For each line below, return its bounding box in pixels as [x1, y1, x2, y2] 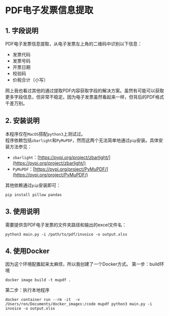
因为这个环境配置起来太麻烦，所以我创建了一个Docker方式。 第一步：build [5, 261, 160, 267]
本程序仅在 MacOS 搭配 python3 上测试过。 [5, 131, 86, 137]
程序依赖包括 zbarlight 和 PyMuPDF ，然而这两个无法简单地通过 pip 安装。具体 [5, 137, 159, 143]
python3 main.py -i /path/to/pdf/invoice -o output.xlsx [5, 231, 128, 237]
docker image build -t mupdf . [5, 278, 71, 283]
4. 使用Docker [5, 247, 50, 256]
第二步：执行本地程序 [5, 287, 49, 293]
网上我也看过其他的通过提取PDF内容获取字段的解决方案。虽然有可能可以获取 [5, 88, 164, 94]
